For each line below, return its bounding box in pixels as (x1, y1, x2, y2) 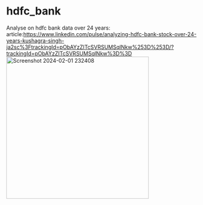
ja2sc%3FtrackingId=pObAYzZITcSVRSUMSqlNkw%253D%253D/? (6, 43, 174, 51)
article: (6, 30, 24, 37)
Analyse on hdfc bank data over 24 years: (6, 24, 111, 31)
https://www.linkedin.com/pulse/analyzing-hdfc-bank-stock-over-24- (23, 30, 197, 37)
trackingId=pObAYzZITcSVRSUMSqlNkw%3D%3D (6, 49, 132, 57)
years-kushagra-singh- (6, 37, 65, 44)
